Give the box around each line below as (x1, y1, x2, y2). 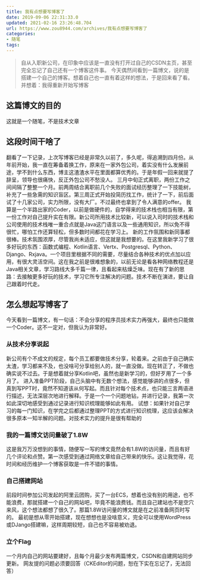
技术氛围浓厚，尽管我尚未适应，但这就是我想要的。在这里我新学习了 (21, 235, 189, 243)
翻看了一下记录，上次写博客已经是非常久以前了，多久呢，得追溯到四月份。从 (6, 153, 194, 161)
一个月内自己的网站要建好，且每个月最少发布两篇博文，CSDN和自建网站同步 (6, 552, 193, 559)
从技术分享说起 (6, 340, 49, 349)
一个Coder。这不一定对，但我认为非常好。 (6, 324, 110, 331)
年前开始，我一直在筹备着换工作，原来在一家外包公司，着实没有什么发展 (6, 161, 183, 168)
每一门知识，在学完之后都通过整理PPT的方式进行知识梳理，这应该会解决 (16, 407, 193, 414)
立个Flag (6, 538, 32, 546)
